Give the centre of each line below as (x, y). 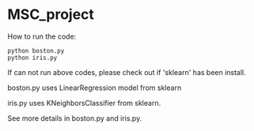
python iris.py (32, 58)
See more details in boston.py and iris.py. (75, 118)
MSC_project (51, 15)
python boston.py (36, 51)
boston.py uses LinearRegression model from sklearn (95, 88)
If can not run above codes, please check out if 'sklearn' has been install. (127, 72)
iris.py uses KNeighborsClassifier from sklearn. (84, 103)
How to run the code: (42, 36)
